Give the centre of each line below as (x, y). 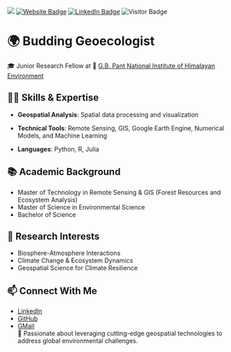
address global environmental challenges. (78, 341)
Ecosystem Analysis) (48, 200)
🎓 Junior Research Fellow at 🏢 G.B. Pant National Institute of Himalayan (111, 66)
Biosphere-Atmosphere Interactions (69, 253)
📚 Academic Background (64, 172)
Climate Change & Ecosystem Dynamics (75, 261)
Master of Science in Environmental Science (81, 207)
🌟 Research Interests (54, 236)
